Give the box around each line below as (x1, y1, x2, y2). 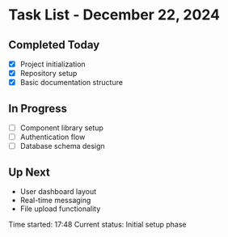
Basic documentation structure (19, 78, 124, 87)
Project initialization (19, 59, 87, 69)
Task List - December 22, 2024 (8, 6, 221, 24)
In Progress (8, 101, 67, 115)
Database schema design (19, 142, 105, 151)
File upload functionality (19, 204, 101, 214)
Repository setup (19, 69, 78, 78)
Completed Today (8, 38, 100, 52)
